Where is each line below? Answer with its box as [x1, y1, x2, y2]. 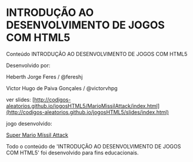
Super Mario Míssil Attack [6, 131, 69, 138]
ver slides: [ [6, 96, 35, 103]
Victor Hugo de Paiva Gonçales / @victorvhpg [6, 84, 118, 91]
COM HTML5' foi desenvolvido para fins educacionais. [6, 149, 139, 156]
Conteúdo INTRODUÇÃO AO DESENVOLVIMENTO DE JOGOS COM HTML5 [6, 50, 188, 57]
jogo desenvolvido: [6, 120, 52, 127]
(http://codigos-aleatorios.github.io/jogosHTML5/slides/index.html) [6, 108, 169, 115]
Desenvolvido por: [6, 62, 51, 69]
